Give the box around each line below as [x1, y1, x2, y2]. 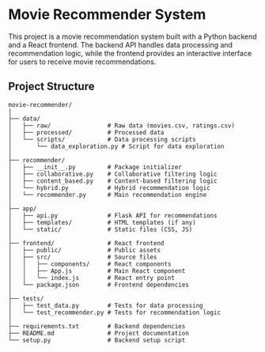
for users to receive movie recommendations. [8, 57, 157, 66]
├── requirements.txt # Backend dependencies [8, 322, 186, 330]
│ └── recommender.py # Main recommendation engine [8, 191, 207, 199]
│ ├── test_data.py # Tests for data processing [8, 301, 203, 309]
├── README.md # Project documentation [8, 329, 190, 337]
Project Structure [8, 80, 95, 93]
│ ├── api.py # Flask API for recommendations [8, 211, 218, 219]
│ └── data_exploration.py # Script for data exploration [8, 142, 225, 150]
